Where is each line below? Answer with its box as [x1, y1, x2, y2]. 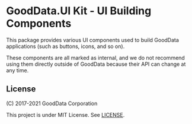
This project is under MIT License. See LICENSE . [6, 111, 125, 118]
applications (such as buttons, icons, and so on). [6, 43, 125, 50]
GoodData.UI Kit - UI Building [6, 4, 152, 18]
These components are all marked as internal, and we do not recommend [6, 54, 185, 61]
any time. [6, 66, 29, 74]
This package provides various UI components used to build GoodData [6, 36, 180, 43]
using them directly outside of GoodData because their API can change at [6, 61, 186, 68]
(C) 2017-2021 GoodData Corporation [6, 100, 98, 107]
